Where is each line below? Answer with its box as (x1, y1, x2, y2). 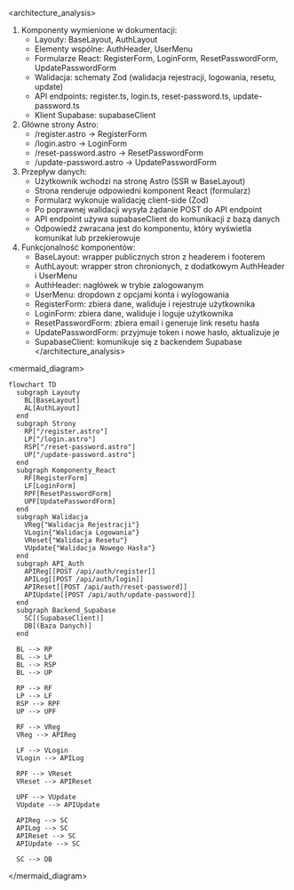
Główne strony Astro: (20, 119, 99, 130)
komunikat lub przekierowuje (34, 233, 141, 243)
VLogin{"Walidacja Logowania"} (24, 528, 140, 537)
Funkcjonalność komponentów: (20, 242, 136, 253)
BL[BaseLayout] (24, 396, 81, 405)
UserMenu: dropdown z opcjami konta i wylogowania (34, 289, 230, 300)
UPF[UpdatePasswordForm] (24, 497, 116, 506)
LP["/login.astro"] (24, 435, 97, 444)
